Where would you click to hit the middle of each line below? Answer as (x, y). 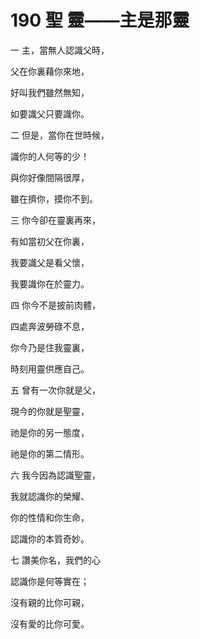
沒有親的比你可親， (50, 602)
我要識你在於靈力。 (50, 283)
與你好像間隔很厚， (50, 177)
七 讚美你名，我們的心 (55, 560)
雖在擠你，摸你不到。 (54, 198)
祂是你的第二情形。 (50, 453)
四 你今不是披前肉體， (55, 305)
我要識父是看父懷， (50, 262)
